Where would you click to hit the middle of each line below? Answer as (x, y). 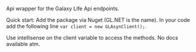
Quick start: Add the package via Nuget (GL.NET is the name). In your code (98, 20)
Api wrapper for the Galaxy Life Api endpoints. (63, 9)
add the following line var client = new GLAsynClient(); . (76, 26)
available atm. (23, 44)
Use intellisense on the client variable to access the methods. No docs (92, 38)
